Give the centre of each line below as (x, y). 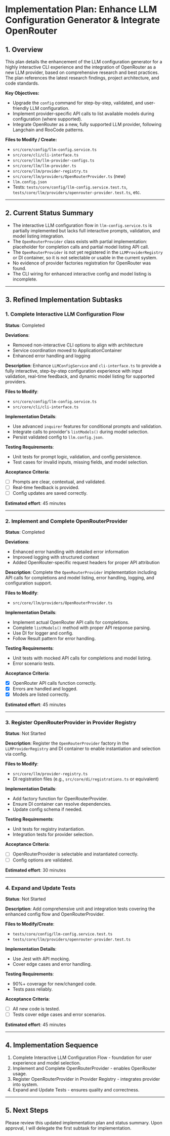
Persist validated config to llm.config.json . (58, 437)
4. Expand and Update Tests (40, 888)
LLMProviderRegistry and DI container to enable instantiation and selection (83, 749)
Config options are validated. (43, 860)
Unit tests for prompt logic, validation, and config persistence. (77, 456)
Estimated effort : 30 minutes (36, 870)
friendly (21, 108)
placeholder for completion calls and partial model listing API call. (81, 247)
